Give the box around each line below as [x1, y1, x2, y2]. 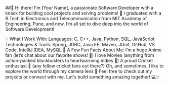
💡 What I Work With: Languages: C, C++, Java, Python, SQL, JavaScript [5, 36, 155, 42]
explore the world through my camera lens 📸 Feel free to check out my [5, 68, 152, 74]
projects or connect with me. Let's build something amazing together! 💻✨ [5, 74, 160, 80]
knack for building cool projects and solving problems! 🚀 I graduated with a [5, 10, 162, 16]
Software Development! [5, 26, 55, 32]
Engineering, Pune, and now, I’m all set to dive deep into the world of [5, 21, 148, 27]
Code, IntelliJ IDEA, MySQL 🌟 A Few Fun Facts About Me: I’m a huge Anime [5, 47, 162, 53]
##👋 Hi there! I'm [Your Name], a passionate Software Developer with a [5, 5, 154, 11]
